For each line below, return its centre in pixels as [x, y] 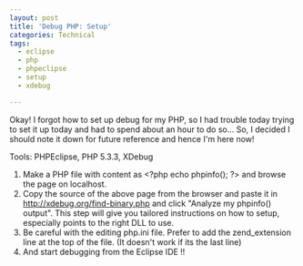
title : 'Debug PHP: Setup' [61, 26]
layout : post [34, 18]
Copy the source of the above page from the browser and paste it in [150, 193]
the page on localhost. [65, 184]
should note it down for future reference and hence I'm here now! [132, 138]
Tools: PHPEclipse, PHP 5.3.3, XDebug [81, 157]
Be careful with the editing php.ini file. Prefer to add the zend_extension [157, 232]
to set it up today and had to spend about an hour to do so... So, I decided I [150, 129]
